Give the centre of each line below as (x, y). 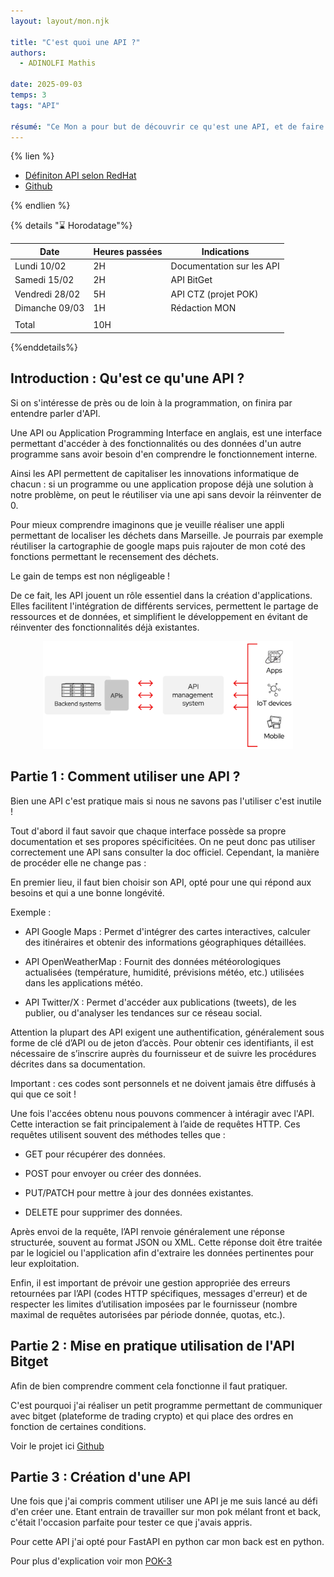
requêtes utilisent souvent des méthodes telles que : (118, 1134)
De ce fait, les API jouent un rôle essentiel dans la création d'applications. (161, 595)
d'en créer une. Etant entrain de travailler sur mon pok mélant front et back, (166, 1512)
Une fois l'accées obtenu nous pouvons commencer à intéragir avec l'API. (162, 1113)
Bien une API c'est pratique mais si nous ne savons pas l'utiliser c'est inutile (166, 801)
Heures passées (128, 251)
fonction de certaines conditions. (78, 1426)
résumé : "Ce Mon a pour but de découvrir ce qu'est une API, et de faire (167, 126)
